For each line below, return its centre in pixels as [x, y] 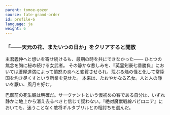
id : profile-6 [20, 19]
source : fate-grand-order [32, 15]
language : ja [19, 24]
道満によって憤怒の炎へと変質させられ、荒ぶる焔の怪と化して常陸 [96, 72]
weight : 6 [16, 29]
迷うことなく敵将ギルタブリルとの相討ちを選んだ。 [80, 108]
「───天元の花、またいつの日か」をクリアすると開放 [71, 47]
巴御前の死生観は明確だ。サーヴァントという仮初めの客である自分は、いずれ [85, 95]
